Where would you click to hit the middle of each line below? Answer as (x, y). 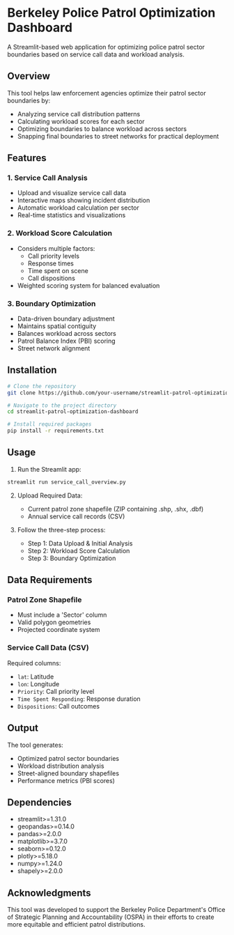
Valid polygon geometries (54, 622)
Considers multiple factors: (56, 248)
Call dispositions (51, 278)
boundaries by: (29, 100)
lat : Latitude (36, 677)
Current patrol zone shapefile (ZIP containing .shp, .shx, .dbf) (116, 509)
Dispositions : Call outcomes (58, 706)
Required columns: (34, 663)
